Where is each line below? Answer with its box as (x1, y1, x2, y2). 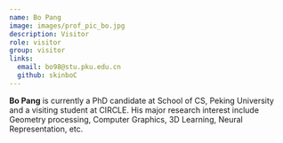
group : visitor (9, 46, 66, 55)
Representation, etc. (9, 123, 84, 134)
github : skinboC (17, 71, 77, 80)
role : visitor (9, 37, 62, 47)
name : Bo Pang (9, 12, 62, 22)
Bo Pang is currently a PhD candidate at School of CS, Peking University (9, 95, 274, 106)
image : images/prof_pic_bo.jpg (9, 21, 125, 30)
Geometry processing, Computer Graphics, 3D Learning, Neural (9, 114, 243, 124)
